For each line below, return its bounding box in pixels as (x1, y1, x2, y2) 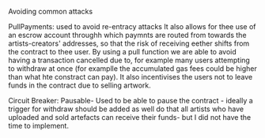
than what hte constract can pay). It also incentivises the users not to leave (8, 73, 253, 81)
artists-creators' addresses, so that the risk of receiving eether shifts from (8, 39, 250, 48)
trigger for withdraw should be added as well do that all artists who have (8, 104, 244, 114)
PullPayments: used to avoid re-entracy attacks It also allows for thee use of (8, 22, 256, 31)
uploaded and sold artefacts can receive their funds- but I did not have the (8, 113, 252, 121)
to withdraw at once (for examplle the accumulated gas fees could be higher (8, 64, 257, 73)
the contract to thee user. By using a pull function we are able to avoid (8, 47, 237, 56)
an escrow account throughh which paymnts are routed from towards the (8, 31, 247, 39)
